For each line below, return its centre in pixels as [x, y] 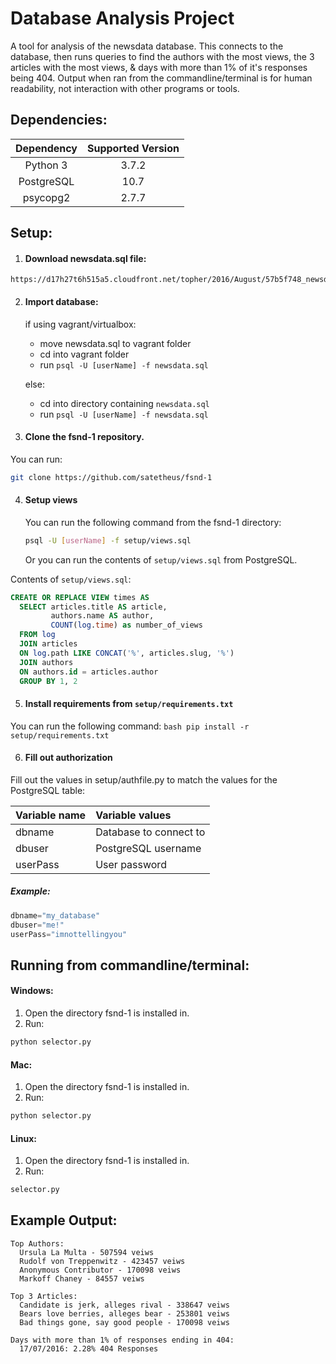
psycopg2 [46, 197]
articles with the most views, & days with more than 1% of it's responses [159, 67]
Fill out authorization [68, 758]
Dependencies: [59, 120]
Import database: [61, 301]
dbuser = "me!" [37, 925]
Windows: [32, 991]
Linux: [23, 1138]
